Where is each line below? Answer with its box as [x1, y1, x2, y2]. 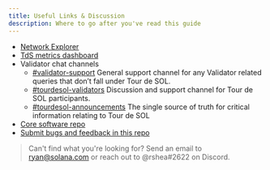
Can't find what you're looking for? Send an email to [28, 143, 203, 153]
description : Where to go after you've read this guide [8, 19, 201, 28]
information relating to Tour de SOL [32, 110, 150, 120]
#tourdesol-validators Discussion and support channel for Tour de [32, 84, 254, 94]
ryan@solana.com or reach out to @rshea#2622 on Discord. [28, 151, 230, 162]
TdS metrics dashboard [19, 50, 99, 60]
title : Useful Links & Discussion [8, 11, 126, 20]
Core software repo [19, 119, 86, 129]
